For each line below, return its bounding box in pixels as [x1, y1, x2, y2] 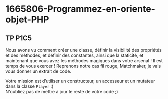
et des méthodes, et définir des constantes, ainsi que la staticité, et [5, 52, 144, 58]
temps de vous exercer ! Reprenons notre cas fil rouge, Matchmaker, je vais [5, 63, 161, 69]
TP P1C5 [5, 34, 32, 42]
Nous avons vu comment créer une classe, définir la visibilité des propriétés [5, 47, 162, 53]
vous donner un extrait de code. [5, 68, 72, 74]
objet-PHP [5, 14, 49, 25]
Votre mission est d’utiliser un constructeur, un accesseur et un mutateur [5, 78, 155, 84]
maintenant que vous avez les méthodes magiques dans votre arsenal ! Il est [5, 58, 163, 63]
